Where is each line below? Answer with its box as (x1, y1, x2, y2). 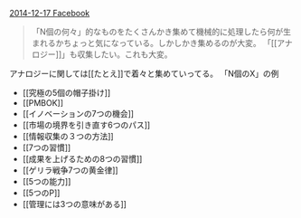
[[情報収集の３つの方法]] (22, 131, 115, 141)
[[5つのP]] (22, 187, 61, 198)
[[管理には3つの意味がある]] (22, 199, 127, 209)
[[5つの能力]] (22, 176, 71, 186)
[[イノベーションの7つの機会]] (22, 109, 134, 118)
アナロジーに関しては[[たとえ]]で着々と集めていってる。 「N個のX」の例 (9, 68, 279, 79)
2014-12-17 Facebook (9, 8, 90, 18)
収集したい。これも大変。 (77, 49, 174, 60)
